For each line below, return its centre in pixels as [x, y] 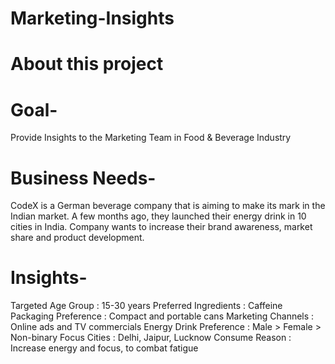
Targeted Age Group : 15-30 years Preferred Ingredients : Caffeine [146, 306]
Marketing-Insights [92, 18]
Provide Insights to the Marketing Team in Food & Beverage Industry [151, 138]
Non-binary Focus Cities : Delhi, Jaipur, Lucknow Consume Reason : [151, 338]
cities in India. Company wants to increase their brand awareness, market [161, 227]
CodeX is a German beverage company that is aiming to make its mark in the [168, 206]
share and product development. [77, 238]
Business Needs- [83, 178]
